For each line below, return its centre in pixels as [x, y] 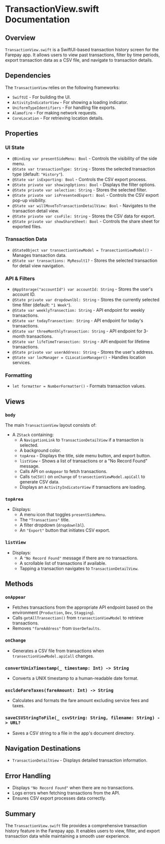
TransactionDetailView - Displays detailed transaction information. [80, 760]
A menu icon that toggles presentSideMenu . [63, 514]
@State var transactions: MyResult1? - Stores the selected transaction [85, 260]
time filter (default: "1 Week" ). [42, 305]
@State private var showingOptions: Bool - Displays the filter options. [84, 184]
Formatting [19, 375]
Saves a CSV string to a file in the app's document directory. [73, 733]
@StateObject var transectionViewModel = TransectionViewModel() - [82, 250]
